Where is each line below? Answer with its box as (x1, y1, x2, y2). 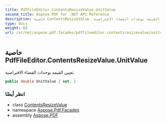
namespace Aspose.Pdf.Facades (12, 107, 80, 113)
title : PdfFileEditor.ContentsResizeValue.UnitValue (5, 7, 116, 12)
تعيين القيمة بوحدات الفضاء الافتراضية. (5, 69, 75, 75)
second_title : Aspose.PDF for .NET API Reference (5, 12, 110, 17)
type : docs (5, 21, 28, 26)
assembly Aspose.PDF (12, 112, 58, 118)
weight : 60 (5, 26, 28, 31)
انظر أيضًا (5, 90, 25, 97)
